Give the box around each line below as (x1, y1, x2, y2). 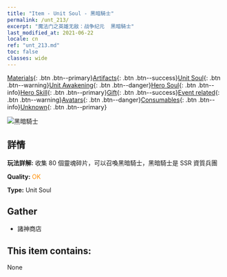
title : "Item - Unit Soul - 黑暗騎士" (7, 10, 115, 17)
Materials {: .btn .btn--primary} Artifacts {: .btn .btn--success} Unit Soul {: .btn (7, 74, 221, 82)
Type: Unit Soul (7, 186, 52, 194)
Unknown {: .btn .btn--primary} (20, 102, 107, 111)
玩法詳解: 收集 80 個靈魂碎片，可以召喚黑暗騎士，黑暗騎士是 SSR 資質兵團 (7, 159, 218, 167)
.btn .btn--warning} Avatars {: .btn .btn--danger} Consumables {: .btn (7, 96, 197, 104)
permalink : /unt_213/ (7, 16, 69, 23)
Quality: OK (7, 173, 41, 181)
